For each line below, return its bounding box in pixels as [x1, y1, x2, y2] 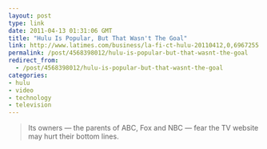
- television [8, 101, 52, 109]
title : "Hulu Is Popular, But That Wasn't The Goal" [8, 34, 188, 42]
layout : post [8, 11, 52, 20]
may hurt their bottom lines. [27, 131, 119, 141]
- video [8, 86, 34, 95]
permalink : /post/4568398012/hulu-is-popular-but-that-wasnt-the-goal [8, 49, 249, 57]
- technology [8, 94, 52, 102]
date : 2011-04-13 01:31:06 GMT [8, 26, 113, 34]
